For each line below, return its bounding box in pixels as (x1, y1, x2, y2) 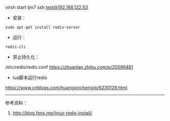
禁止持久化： (12, 54, 39, 60)
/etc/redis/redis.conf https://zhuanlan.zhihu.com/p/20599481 (5, 64, 133, 70)
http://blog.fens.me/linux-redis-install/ (12, 110, 93, 116)
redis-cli (5, 45, 26, 50)
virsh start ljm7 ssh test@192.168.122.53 (5, 5, 88, 10)
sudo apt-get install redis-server (5, 25, 80, 30)
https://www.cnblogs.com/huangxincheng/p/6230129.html (5, 85, 127, 91)
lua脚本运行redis (12, 74, 47, 80)
